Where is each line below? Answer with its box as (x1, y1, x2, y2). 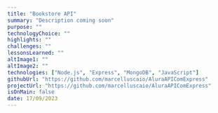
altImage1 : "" (7, 56, 49, 63)
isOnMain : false (7, 88, 55, 95)
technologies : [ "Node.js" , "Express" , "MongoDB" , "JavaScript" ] (7, 69, 199, 76)
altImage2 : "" (7, 62, 49, 69)
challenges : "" (7, 43, 52, 50)
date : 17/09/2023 (7, 95, 58, 102)
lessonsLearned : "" (7, 50, 64, 57)
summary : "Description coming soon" (7, 17, 114, 24)
